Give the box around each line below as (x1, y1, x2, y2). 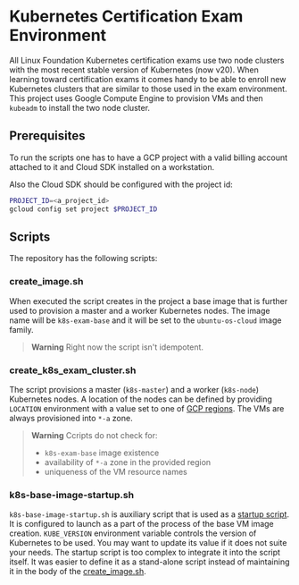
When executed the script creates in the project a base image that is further (9, 295, 288, 306)
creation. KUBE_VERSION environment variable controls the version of (9, 528, 257, 538)
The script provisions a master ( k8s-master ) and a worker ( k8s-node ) (9, 384, 260, 394)
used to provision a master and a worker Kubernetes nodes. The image (9, 305, 270, 316)
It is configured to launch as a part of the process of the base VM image (9, 519, 274, 530)
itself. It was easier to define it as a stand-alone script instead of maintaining (9, 556, 290, 567)
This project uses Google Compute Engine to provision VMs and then (9, 92, 263, 104)
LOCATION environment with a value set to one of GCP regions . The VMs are (9, 403, 285, 413)
